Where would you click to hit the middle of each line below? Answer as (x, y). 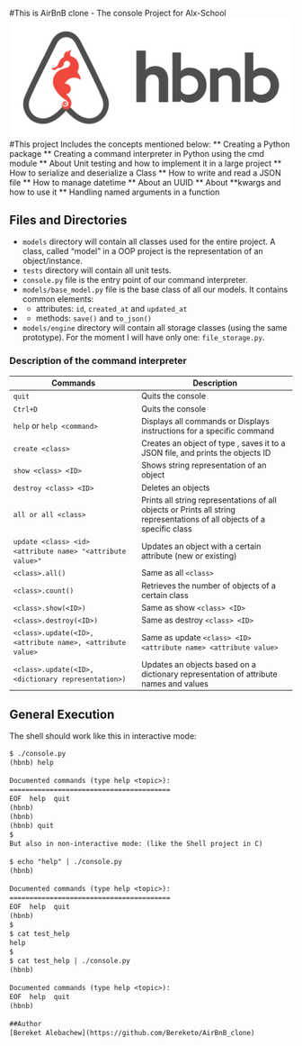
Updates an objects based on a (198, 664)
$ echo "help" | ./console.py (66, 862)
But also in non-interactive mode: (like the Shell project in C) (136, 844)
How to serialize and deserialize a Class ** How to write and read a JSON (145, 173)
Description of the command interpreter (98, 361)
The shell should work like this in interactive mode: (103, 736)
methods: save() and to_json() (94, 318)
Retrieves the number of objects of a (209, 586)
